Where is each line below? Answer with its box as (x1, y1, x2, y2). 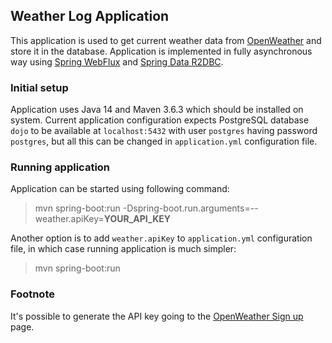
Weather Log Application (10, 8, 170, 25)
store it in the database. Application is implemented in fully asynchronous (10, 45, 313, 57)
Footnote (10, 287, 55, 301)
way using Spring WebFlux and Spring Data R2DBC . (10, 55, 224, 68)
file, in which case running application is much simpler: (10, 243, 237, 255)
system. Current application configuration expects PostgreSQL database (10, 114, 310, 126)
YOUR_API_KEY (103, 213, 171, 225)
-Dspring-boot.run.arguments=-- (122, 202, 259, 214)
